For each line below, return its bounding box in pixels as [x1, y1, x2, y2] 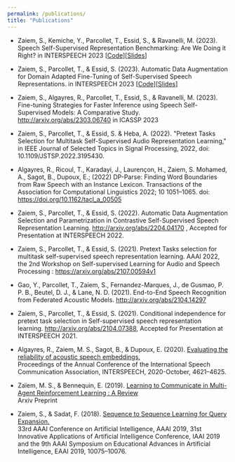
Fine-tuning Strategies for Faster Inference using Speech [17, 100, 182, 109]
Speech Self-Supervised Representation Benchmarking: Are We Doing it [17, 44, 227, 52]
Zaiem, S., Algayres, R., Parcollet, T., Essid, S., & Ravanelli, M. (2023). [17, 93, 218, 102]
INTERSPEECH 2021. [17, 331, 78, 340]
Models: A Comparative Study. [52, 108, 140, 117]
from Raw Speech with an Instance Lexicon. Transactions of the [17, 180, 202, 188]
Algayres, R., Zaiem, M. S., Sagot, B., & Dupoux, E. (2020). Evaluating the [17, 345, 229, 353]
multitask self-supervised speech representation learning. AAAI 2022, [17, 252, 220, 260]
